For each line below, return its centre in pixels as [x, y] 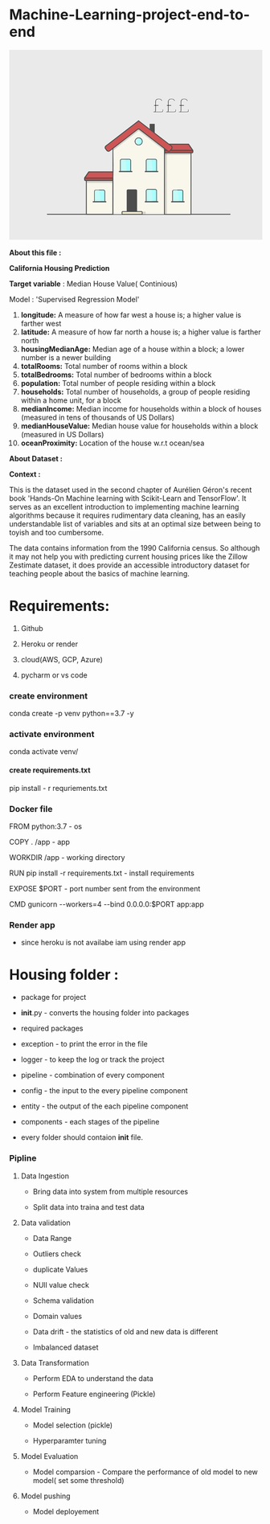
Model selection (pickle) [73, 1425]
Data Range [52, 1238]
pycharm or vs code [54, 675]
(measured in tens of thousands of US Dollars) [98, 417]
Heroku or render [49, 644]
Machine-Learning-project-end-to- [130, 15]
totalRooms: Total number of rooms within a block [104, 366]
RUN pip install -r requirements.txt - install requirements [102, 873]
